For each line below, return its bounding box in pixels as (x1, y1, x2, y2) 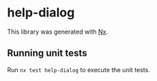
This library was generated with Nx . (7, 27, 108, 36)
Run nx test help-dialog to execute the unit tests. (7, 65, 150, 73)
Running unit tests (7, 47, 87, 59)
